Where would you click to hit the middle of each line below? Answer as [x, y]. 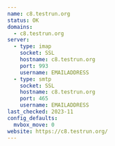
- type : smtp [33, 79]
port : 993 [34, 66]
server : [19, 40]
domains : [20, 27]
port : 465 [34, 99]
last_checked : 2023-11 [40, 112]
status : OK [23, 20]
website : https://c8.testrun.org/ [58, 131]
